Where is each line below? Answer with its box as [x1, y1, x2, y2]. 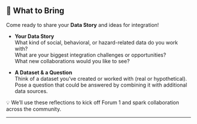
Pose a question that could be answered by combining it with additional [14, 81, 188, 88]
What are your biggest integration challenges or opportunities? [14, 51, 167, 58]
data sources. [14, 87, 48, 94]
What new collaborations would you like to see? [14, 57, 130, 64]
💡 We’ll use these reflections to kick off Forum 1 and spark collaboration [6, 99, 179, 106]
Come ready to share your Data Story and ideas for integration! [6, 21, 159, 28]
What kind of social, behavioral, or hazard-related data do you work [14, 39, 178, 46]
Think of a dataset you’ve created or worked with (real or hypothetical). [14, 75, 188, 82]
